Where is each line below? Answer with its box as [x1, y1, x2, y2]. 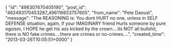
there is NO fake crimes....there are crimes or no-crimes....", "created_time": [5, 31, 165, 37]
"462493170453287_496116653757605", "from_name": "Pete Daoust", [5, 10, 154, 16]
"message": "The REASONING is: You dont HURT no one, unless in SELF [5, 15, 158, 21]
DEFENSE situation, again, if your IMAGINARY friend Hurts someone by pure [5, 20, 166, 26]
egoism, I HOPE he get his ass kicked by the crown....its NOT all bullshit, [5, 26, 157, 32]
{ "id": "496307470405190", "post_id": [5, 5, 87, 10]
